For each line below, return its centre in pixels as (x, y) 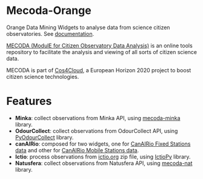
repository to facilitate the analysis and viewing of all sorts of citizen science (102, 52)
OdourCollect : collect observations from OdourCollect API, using (96, 130)
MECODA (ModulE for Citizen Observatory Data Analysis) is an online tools (99, 46)
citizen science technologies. (43, 76)
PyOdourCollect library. (44, 137)
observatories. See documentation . (50, 33)
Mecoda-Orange (49, 11)
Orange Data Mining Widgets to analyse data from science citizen (88, 27)
